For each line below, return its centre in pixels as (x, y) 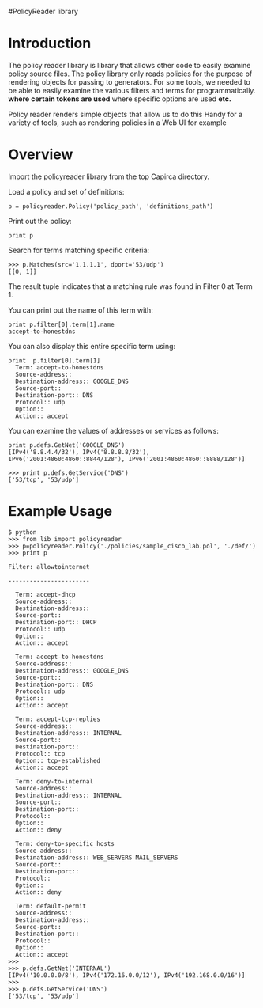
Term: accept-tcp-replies (58, 719)
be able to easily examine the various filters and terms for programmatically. (132, 90)
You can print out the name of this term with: (81, 310)
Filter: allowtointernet (49, 567)
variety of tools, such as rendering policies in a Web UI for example (117, 123)
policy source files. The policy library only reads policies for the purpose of (130, 74)
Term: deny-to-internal (54, 781)
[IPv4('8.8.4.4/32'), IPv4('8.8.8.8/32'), (79, 452)
